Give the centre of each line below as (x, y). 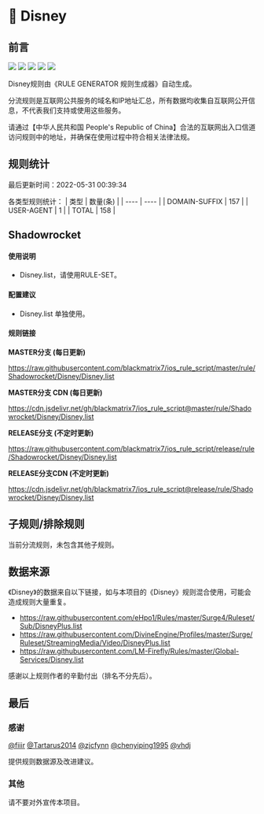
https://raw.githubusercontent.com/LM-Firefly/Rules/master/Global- (129, 651)
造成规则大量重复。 (39, 602)
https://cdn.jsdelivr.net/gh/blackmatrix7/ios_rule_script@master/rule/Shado (130, 408)
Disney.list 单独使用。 (54, 314)
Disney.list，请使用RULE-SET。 (70, 275)
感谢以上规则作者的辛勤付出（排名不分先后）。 (82, 676)
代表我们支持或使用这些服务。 (77, 110)
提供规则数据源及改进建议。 (53, 762)
